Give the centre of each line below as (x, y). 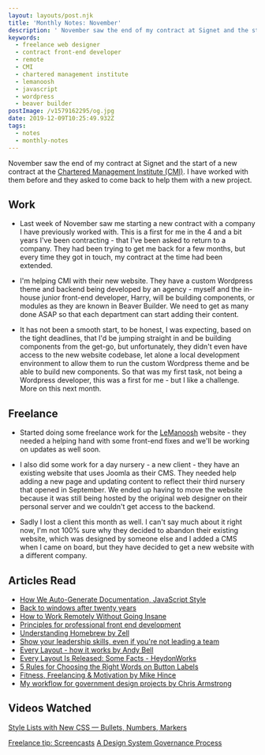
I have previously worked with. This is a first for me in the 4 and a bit (131, 232)
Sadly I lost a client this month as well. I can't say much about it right (131, 522)
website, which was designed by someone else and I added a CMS (128, 539)
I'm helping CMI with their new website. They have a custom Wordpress (136, 281)
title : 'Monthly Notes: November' (65, 23)
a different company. (53, 556)
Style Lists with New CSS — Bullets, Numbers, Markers (98, 727)
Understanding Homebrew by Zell (75, 632)
